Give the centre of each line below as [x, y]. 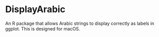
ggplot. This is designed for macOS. [43, 28]
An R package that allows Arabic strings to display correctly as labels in [80, 23]
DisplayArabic [35, 9]
